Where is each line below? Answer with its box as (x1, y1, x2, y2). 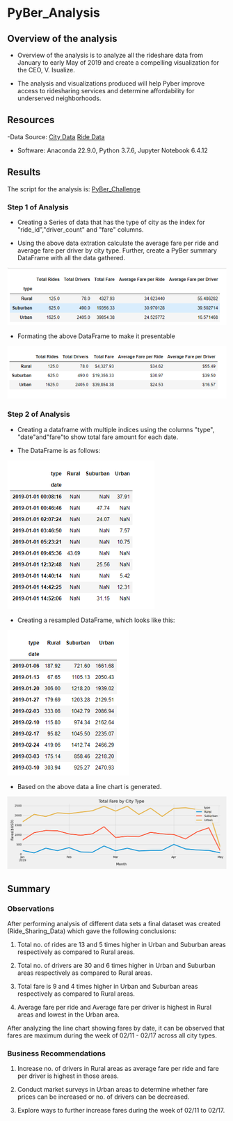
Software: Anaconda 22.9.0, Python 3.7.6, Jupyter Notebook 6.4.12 (17, 146, 208, 154)
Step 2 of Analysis (7, 409, 71, 419)
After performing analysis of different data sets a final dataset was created (7, 920, 221, 928)
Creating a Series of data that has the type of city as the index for (17, 218, 205, 226)
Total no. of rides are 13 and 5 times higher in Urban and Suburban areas (17, 941, 226, 949)
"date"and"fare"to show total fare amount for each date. (17, 433, 179, 441)
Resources (7, 114, 55, 126)
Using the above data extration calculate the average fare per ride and (17, 239, 219, 247)
